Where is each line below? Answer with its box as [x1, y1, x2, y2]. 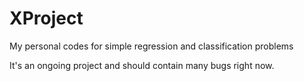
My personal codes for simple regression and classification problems [9, 40, 294, 52]
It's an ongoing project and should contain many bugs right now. [9, 59, 275, 71]
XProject [9, 7, 84, 30]
